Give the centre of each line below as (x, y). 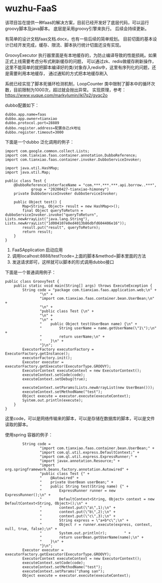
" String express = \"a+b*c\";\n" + (84, 520)
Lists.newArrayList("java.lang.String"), (47, 219)
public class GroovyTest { (32, 281)
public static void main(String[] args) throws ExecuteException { (83, 286)
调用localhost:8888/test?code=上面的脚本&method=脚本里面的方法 (79, 256)
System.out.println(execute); (53, 400)
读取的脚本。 (18, 424)
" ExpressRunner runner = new (78, 490)
